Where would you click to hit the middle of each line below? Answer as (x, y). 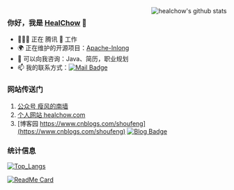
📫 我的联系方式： (43, 68)
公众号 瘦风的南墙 (42, 106)
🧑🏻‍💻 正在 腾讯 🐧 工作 (47, 39)
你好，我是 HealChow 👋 (47, 22)
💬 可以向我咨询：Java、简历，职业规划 (73, 59)
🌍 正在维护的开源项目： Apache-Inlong (73, 48)
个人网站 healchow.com (51, 115)
